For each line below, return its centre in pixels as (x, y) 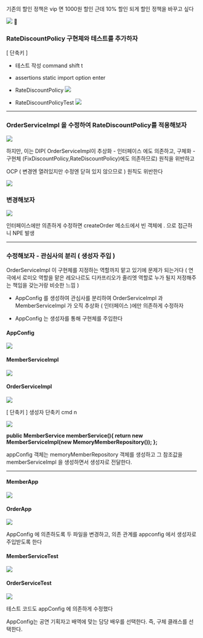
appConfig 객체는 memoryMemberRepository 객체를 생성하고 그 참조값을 (95, 454)
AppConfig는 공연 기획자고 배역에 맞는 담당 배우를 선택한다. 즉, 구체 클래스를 (97, 621)
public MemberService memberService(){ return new (75, 435)
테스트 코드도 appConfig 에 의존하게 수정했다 (60, 608)
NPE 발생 (24, 233)
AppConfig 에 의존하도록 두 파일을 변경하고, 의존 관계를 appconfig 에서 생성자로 (101, 535)
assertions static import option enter (60, 78)
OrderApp (19, 509)
